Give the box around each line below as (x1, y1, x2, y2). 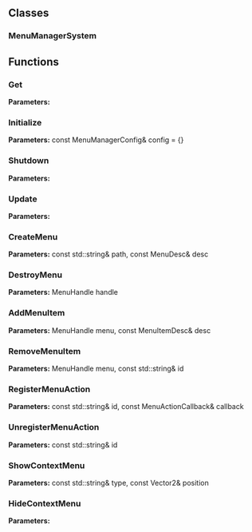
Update (8, 193, 37, 204)
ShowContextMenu (8, 459, 85, 470)
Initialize (8, 117, 42, 128)
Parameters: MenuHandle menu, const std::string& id (8, 363, 184, 374)
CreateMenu (8, 231, 58, 242)
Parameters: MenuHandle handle (8, 288, 118, 297)
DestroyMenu (8, 269, 62, 280)
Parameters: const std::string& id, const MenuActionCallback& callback (8, 402, 245, 411)
